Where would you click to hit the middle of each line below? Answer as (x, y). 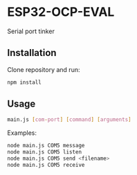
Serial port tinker (31, 31)
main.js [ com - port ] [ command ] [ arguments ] (69, 120)
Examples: (22, 133)
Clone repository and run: (44, 69)
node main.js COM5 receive (46, 165)
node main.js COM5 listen (44, 152)
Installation (32, 53)
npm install (24, 82)
